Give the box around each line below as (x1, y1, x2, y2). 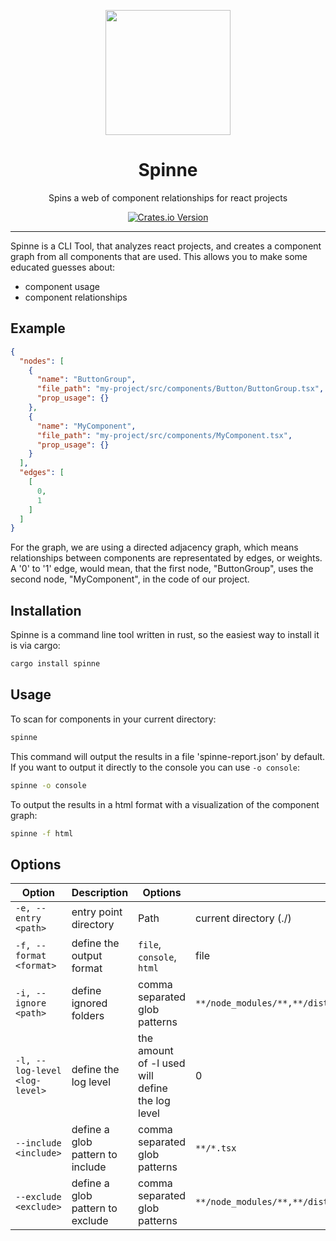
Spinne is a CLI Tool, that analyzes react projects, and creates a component (10, 240, 322, 252)
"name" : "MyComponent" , (36, 421, 137, 431)
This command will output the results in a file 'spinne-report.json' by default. (10, 750, 326, 762)
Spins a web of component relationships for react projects (48, 191, 288, 204)
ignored (71, 996, 108, 1010)
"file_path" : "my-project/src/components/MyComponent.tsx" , (36, 430, 293, 440)
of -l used (138, 1056, 186, 1070)
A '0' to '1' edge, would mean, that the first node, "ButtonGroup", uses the (10, 563, 314, 575)
